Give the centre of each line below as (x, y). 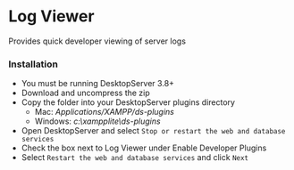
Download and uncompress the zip (86, 93)
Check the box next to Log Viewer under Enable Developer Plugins (144, 148)
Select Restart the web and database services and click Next (135, 158)
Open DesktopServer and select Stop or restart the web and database (153, 131)
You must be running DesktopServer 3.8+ (98, 84)
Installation (34, 64)
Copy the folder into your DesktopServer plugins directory (128, 102)
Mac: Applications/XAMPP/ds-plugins (105, 112)
